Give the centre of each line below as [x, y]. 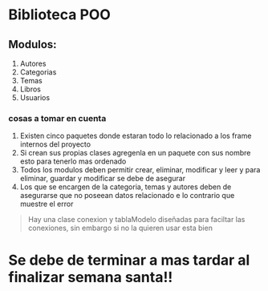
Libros [30, 89]
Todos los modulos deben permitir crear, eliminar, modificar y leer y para [140, 170]
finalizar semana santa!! [91, 277]
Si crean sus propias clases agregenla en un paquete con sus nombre [135, 153]
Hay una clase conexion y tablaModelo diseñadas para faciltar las [136, 220]
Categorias [38, 72]
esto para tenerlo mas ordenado [73, 161]
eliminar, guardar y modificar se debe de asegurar [103, 179]
